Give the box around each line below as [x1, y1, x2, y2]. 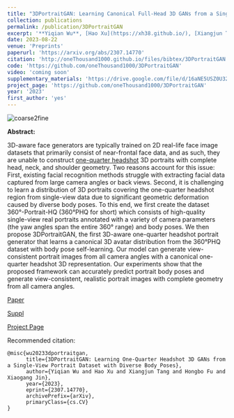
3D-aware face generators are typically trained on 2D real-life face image [7, 141, 218, 149]
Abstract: [7, 127, 36, 136]
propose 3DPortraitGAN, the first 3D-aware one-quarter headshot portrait [7, 230, 219, 238]
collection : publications [7, 17, 82, 24]
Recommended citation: [7, 336, 76, 345]
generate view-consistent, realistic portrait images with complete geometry [7, 275, 224, 283]
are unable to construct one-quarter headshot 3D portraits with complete [7, 156, 217, 164]
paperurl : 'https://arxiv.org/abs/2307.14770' [7, 50, 145, 57]
